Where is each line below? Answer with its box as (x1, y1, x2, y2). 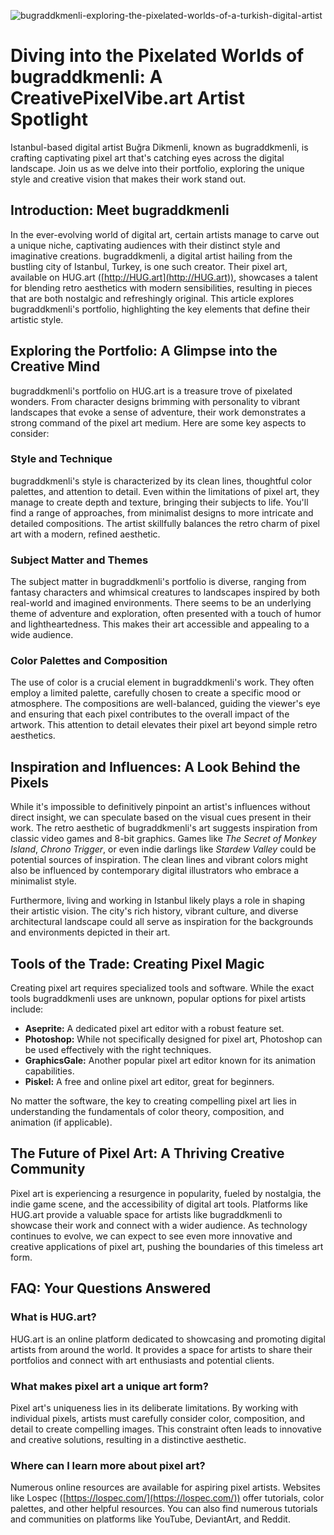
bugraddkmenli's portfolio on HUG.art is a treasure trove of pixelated (10, 385, 293, 397)
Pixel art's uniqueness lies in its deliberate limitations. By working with (10, 1401, 299, 1414)
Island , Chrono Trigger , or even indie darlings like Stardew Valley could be (10, 843, 317, 855)
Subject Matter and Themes (10, 553, 149, 567)
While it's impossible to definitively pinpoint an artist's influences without (10, 801, 311, 813)
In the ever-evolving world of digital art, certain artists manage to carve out (10, 228, 320, 240)
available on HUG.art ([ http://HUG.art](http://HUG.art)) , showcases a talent (10, 271, 318, 283)
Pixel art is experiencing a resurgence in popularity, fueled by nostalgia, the (10, 1187, 322, 1199)
